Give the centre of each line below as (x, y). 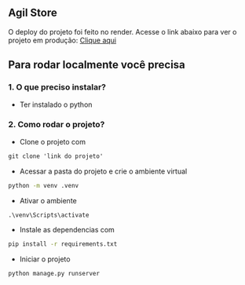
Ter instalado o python (56, 104)
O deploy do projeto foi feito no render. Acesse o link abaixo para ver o (122, 31)
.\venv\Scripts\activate (49, 215)
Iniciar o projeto (45, 259)
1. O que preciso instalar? (57, 87)
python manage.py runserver (54, 274)
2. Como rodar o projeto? (57, 125)
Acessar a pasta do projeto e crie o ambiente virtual (103, 171)
